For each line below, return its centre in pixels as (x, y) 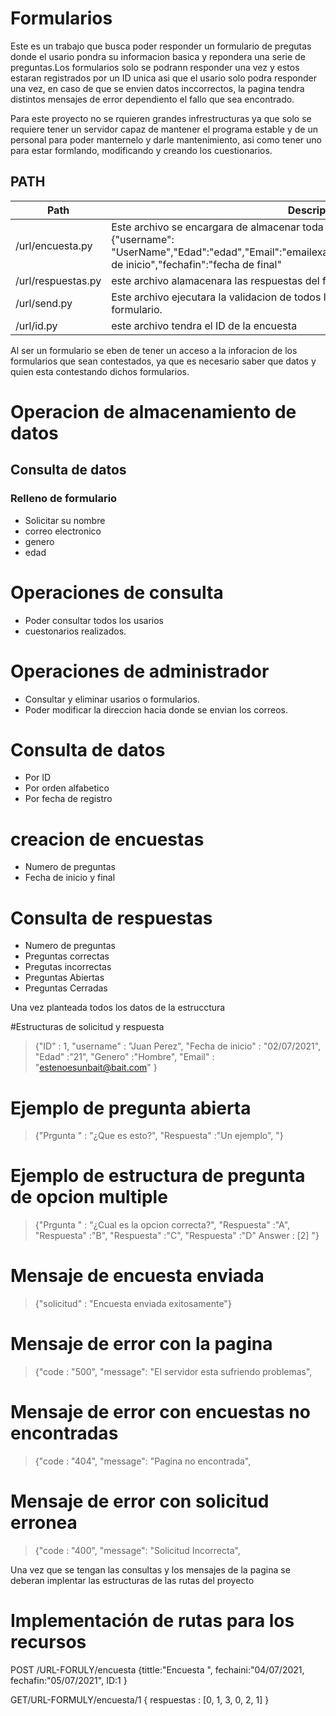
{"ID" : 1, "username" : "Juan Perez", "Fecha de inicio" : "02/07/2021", (178, 1046)
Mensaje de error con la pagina (141, 1344)
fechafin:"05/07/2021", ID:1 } (69, 1680)
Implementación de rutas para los (152, 1621)
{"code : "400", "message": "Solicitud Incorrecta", (137, 1550)
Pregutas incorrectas (68, 967)
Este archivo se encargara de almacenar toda (217, 227)
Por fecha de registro (68, 799)
